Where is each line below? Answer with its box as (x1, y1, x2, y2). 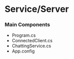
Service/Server (4, 3, 69, 15)
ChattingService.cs (11, 43, 52, 49)
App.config (11, 48, 35, 54)
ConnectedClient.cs (11, 38, 53, 44)
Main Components (4, 21, 50, 28)
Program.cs (11, 32, 36, 38)
